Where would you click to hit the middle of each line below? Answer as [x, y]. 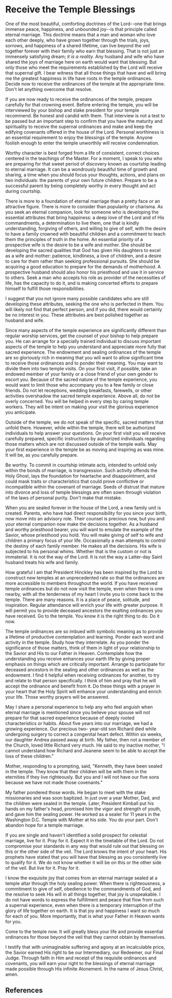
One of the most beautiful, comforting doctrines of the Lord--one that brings [86, 24]
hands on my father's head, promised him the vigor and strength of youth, [83, 809]
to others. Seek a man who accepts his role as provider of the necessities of [85, 277]
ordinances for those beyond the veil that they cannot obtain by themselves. [85, 937]
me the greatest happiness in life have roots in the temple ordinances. [79, 78]
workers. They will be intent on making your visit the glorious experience [82, 407]
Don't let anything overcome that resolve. [49, 89]
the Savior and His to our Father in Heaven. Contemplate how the [74, 653]
